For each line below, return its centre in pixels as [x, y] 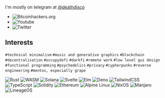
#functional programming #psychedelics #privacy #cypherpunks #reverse [78, 65]
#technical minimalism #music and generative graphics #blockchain [75, 55]
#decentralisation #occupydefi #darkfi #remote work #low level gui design [82, 60]
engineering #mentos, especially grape [46, 70]
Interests [19, 43]
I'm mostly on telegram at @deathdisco [45, 7]
